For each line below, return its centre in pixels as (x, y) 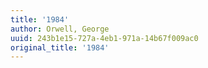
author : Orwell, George (60, 29)
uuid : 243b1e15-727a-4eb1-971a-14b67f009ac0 (104, 38)
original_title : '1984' (60, 47)
